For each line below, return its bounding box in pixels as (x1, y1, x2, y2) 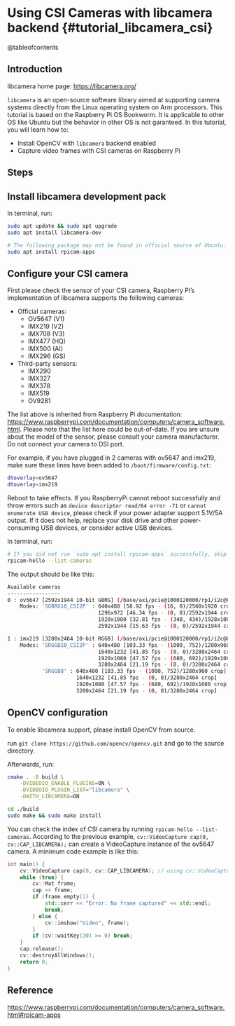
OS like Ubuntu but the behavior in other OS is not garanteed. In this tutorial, (7, 118, 227, 126)
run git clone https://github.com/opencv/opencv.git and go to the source (7, 739, 225, 747)
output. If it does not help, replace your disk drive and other (7, 517, 179, 525)
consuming (7, 524, 40, 532)
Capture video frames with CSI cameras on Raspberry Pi (17, 146, 180, 155)
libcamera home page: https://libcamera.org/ (7, 82, 136, 90)
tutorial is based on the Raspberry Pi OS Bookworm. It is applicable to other (7, 110, 225, 118)
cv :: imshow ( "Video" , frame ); (44, 919, 130, 926)
